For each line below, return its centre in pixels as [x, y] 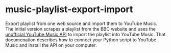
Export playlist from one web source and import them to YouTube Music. [81, 23]
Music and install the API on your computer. [51, 45]
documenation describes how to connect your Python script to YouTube [81, 40]
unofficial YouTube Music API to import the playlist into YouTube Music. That [86, 34]
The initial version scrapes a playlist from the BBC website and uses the [81, 29]
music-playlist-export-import [69, 9]
